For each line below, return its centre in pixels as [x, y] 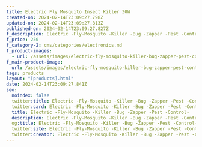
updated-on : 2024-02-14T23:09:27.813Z [55, 23]
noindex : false [31, 95]
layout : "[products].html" [40, 79]
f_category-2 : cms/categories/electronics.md [64, 46]
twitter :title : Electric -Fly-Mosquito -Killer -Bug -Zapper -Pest [98, 101]
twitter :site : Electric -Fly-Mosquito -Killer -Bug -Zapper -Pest [96, 129]
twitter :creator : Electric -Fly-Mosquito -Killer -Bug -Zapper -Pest [100, 135]
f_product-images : [29, 51]
